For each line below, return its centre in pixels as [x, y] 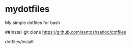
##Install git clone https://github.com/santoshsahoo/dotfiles [66, 32]
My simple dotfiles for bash [33, 23]
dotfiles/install [19, 41]
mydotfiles [27, 9]
